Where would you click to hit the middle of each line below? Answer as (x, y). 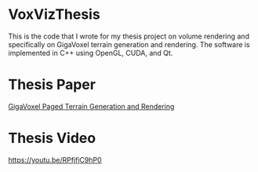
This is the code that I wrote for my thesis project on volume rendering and (129, 36)
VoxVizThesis (54, 15)
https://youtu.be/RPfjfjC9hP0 (55, 159)
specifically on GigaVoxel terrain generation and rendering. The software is (129, 44)
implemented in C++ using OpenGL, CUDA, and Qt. (91, 53)
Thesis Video (52, 138)
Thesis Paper (52, 85)
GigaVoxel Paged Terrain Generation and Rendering (91, 106)
